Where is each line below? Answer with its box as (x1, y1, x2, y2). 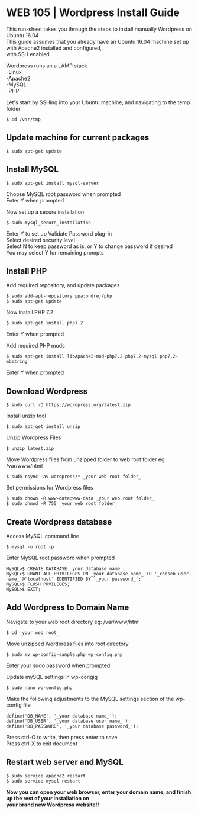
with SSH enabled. (6, 50, 51, 57)
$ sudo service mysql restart (6, 778, 81, 784)
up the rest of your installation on (6, 794, 90, 802)
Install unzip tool (6, 412, 46, 420)
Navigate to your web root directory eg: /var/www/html (6, 618, 140, 625)
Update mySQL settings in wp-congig (6, 673, 98, 680)
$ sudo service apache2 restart (6, 773, 86, 778)
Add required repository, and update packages (6, 282, 120, 289)
